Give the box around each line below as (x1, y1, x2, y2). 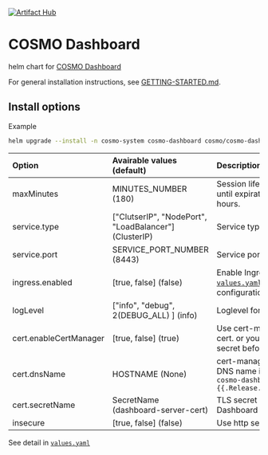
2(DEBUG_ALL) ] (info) (112, 309, 198, 320)
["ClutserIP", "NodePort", (112, 211, 207, 222)
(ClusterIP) (112, 231, 153, 242)
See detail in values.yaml (8, 437, 90, 447)
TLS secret (216, 394, 258, 406)
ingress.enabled (12, 277, 73, 288)
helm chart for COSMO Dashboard (8, 61, 121, 71)
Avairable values (112, 155, 177, 166)
